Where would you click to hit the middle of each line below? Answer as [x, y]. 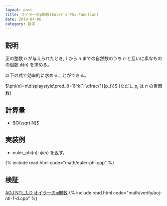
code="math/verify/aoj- [137, 193]
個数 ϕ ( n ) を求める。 [30, 65]
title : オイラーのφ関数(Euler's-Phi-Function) [52, 15]
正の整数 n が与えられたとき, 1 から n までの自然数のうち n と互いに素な [79, 59]
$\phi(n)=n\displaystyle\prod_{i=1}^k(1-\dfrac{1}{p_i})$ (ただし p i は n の [79, 87]
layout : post [19, 10]
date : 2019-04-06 [23, 19]
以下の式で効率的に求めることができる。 [47, 75]
